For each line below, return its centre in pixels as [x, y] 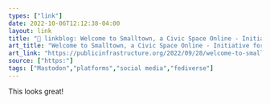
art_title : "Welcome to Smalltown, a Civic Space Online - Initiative [129, 46]
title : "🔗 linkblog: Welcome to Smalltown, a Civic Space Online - [124, 38]
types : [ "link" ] [35, 16]
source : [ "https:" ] [41, 61]
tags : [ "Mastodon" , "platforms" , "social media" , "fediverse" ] [111, 69]
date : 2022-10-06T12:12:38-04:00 [64, 23]
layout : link [30, 31]
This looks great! [36, 91]
